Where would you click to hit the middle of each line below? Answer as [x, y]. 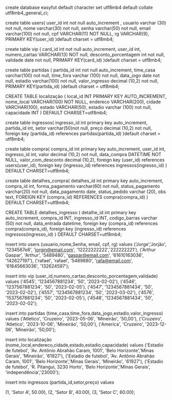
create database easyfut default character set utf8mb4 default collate [79, 7]
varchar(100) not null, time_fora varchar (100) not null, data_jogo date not [83, 75]
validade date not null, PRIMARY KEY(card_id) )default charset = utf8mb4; [84, 60]
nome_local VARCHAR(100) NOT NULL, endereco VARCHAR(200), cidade [83, 102]
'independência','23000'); [33, 372]
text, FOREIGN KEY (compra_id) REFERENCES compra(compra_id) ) [77, 197]
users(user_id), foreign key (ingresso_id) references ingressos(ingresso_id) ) [86, 165]
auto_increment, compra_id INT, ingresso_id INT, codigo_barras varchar [81, 218]
